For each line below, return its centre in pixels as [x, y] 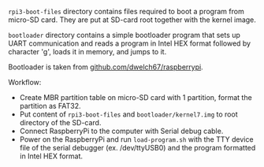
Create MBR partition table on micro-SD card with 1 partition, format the [136, 97]
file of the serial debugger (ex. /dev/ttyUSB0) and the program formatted [138, 148]
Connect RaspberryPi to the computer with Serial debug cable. [121, 131]
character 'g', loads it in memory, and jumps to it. [87, 52]
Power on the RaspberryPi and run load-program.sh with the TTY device [136, 139]
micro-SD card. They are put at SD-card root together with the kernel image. [132, 20]
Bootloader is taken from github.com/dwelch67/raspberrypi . [106, 67]
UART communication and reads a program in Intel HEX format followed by [129, 43]
